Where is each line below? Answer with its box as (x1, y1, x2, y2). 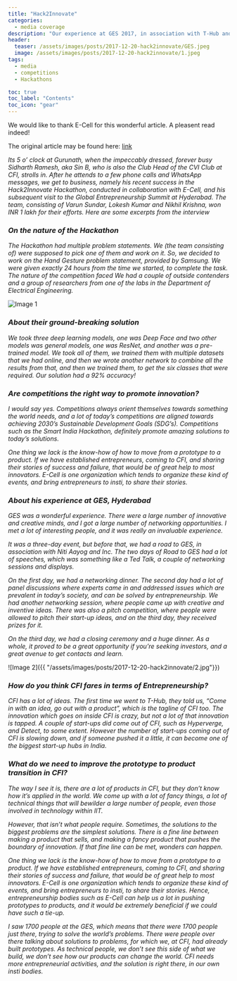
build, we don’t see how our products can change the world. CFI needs (8, 951, 214, 961)
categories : (8, 17, 43, 24)
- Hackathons (14, 75, 53, 83)
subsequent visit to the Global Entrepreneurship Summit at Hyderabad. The (8, 193, 227, 201)
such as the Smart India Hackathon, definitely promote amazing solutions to (8, 426, 230, 435)
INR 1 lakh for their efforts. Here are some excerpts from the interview (8, 208, 210, 216)
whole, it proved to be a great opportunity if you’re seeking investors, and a (8, 642, 228, 651)
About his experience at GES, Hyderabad (8, 495, 151, 505)
